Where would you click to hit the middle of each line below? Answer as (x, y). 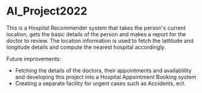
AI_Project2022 (47, 11)
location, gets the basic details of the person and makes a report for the (96, 34)
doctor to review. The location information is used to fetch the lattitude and (100, 40)
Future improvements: (34, 59)
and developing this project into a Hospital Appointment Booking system (106, 77)
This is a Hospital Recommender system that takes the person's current (96, 28)
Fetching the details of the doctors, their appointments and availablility (103, 70)
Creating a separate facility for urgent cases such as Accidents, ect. (100, 83)
